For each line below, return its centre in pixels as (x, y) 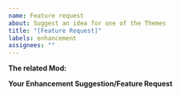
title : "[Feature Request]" (55, 30)
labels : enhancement (43, 38)
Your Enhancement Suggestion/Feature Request (90, 84)
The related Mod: (37, 68)
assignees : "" (32, 46)
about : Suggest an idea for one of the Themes (87, 23)
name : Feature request (46, 16)
